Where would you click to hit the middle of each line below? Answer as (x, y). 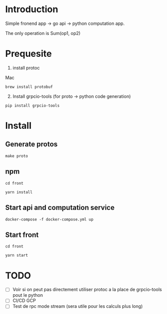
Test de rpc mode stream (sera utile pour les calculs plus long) (77, 306)
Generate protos (32, 144)
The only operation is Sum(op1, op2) (43, 33)
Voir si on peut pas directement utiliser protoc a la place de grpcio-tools (87, 290)
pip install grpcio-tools (32, 106)
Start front (22, 235)
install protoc (26, 67)
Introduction (32, 9)
